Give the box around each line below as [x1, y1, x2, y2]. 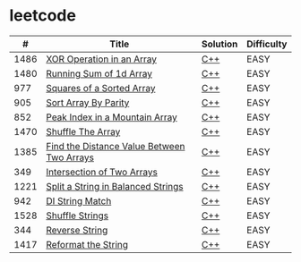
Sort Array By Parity [46, 96, 130, 108]
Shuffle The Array [46, 125, 121, 138]
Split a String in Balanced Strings [46, 180, 184, 192]
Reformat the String [46, 238, 128, 250]
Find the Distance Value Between [46, 139, 185, 152]
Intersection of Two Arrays [46, 165, 159, 178]
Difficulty [245, 38, 288, 50]
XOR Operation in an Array [46, 53, 157, 65]
